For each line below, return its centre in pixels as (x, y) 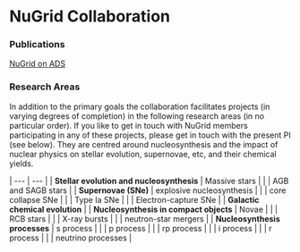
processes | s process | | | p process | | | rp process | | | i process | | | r (141, 228)
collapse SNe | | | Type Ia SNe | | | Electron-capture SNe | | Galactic (134, 199)
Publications (37, 45)
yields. (21, 164)
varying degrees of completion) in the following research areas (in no (137, 116)
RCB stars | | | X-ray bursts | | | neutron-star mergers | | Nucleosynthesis (145, 218)
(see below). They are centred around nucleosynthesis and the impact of (144, 144)
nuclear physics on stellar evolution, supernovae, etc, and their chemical (143, 154)
